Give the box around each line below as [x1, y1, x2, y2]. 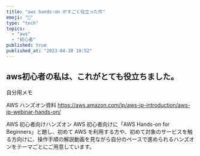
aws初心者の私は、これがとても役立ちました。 [6, 71, 179, 82]
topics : [6, 25, 26, 32]
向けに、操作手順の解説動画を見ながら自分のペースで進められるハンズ [16, 136, 190, 143]
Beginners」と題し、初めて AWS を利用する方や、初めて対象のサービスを [6, 128, 187, 135]
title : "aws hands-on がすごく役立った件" [6, 8, 106, 15]
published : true [6, 43, 47, 49]
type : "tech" [6, 20, 39, 26]
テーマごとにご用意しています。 [16, 143, 95, 150]
